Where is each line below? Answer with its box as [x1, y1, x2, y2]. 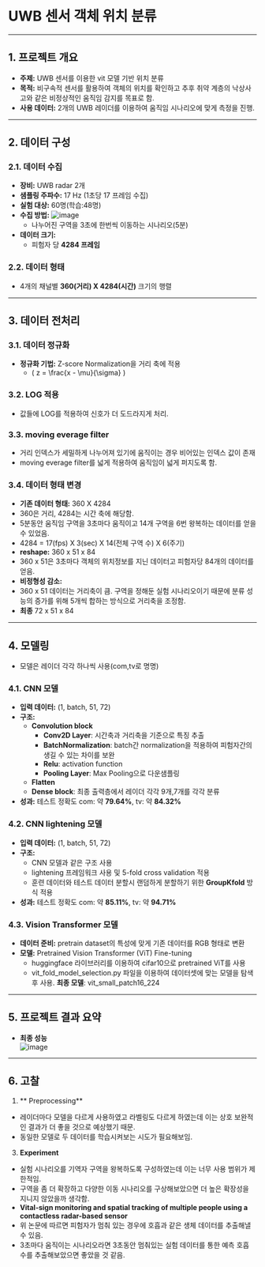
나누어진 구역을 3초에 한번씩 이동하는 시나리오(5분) [31, 221, 188, 230]
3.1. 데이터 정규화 [8, 340, 70, 351]
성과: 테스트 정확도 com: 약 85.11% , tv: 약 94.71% [19, 897, 177, 907]
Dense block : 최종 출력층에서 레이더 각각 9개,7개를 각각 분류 [31, 787, 220, 797]
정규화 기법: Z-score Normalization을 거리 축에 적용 [19, 359, 181, 368]
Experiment [19, 1148, 59, 1157]
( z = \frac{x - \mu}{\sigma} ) [31, 368, 126, 378]
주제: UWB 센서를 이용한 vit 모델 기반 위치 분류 [19, 73, 164, 83]
